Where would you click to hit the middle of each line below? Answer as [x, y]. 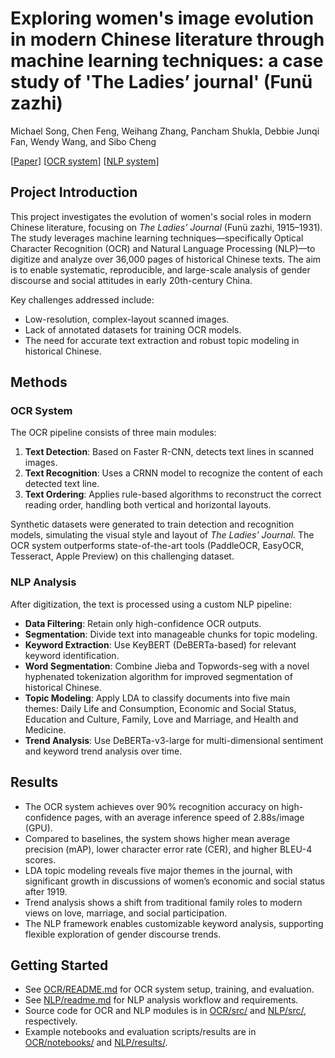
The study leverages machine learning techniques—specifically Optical [157, 238]
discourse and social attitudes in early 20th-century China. [131, 280]
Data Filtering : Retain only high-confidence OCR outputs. [143, 623]
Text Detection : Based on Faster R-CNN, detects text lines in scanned [169, 452]
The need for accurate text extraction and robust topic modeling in [162, 340]
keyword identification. [72, 655]
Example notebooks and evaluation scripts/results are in [140, 1032]
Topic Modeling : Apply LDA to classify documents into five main [157, 698]
